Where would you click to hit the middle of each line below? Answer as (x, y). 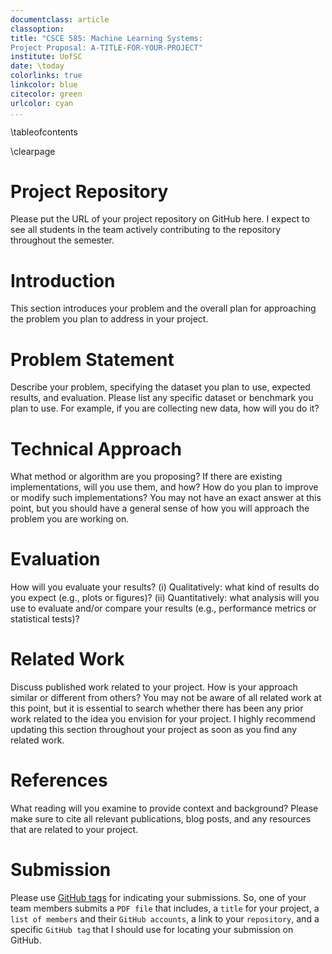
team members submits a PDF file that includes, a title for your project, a (165, 908)
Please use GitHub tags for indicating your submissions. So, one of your (158, 897)
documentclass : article (60, 19)
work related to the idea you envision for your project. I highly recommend (163, 719)
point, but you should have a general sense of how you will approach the (160, 508)
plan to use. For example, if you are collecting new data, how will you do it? (165, 408)
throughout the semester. (62, 240)
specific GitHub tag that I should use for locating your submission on (152, 929)
